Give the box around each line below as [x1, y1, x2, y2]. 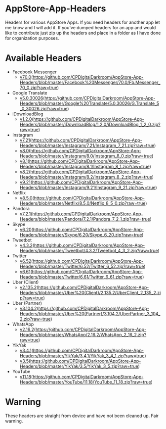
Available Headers [5, 52, 82, 64]
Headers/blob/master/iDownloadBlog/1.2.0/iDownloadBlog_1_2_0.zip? [19, 121, 161, 127]
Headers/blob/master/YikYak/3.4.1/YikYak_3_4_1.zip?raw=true [19, 352, 145, 359]
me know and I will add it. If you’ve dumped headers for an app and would [5, 24, 156, 30]
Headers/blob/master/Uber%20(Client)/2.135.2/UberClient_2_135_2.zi [19, 289, 161, 295]
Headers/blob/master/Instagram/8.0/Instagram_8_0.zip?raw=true [19, 153, 152, 159]
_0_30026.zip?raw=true [19, 105, 68, 111]
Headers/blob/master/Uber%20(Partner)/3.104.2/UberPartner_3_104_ [19, 310, 161, 317]
